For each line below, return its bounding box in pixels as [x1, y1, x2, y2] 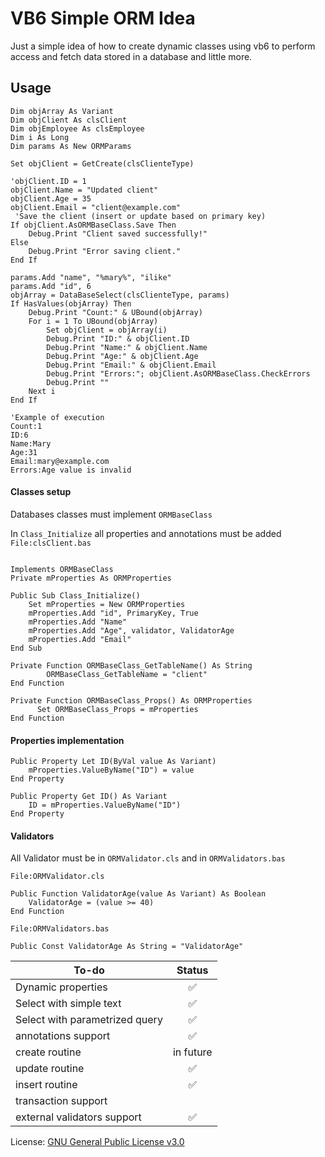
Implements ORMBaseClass [10, 564, 114, 574]
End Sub [10, 643, 43, 653]
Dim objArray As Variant [10, 106, 114, 116]
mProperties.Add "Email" [28, 634, 132, 644]
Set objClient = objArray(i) [46, 325, 168, 335]
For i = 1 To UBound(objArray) [28, 316, 159, 326]
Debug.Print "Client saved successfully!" [28, 228, 208, 239]
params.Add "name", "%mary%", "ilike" [10, 272, 172, 282]
